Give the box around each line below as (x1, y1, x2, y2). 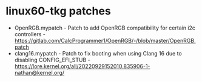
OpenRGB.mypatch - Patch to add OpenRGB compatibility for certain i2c (14, 24, 195, 31)
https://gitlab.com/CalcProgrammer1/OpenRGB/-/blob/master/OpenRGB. (14, 37, 196, 44)
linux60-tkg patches (5, 4, 112, 18)
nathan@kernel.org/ (14, 69, 65, 76)
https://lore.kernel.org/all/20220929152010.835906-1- (14, 62, 150, 70)
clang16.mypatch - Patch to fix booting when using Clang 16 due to (14, 49, 183, 57)
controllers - (14, 30, 46, 37)
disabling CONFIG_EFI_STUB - (14, 56, 90, 63)
